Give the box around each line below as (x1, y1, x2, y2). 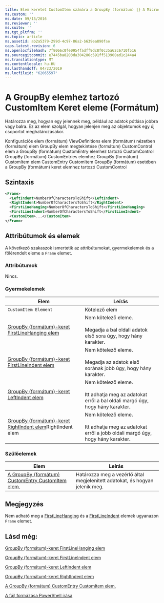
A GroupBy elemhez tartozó (5, 92, 120, 103)
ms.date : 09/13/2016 (5, 16, 47, 21)
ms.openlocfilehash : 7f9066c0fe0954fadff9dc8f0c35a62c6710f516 (5, 48, 137, 53)
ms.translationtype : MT (5, 57, 54, 62)
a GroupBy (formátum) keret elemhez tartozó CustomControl (5, 164, 127, 170)
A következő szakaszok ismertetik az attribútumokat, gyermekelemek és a (5, 245, 154, 250)
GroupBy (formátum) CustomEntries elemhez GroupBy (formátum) (5, 153, 138, 159)
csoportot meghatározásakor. (5, 128, 64, 134)
